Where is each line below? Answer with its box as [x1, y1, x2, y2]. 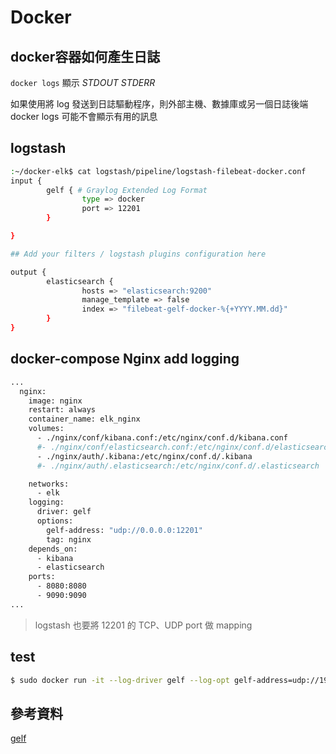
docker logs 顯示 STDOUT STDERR [10, 77, 156, 88]
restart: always [28, 405, 97, 415]
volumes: [28, 424, 65, 434]
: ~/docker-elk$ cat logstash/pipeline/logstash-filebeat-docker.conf [10, 166, 307, 176]
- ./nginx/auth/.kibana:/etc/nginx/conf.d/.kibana [36, 451, 253, 461]
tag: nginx [46, 534, 92, 545]
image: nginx [28, 396, 83, 406]
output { [10, 267, 47, 277]
